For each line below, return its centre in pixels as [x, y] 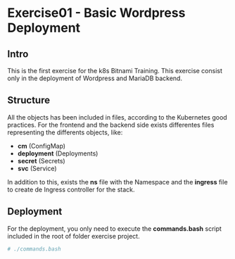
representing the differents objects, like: [65, 132]
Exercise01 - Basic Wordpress [96, 13]
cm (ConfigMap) [41, 146]
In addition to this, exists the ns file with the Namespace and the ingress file [118, 182]
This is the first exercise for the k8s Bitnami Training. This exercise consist [115, 71]
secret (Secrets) [41, 160]
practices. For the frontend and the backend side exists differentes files [111, 125]
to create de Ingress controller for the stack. [71, 189]
